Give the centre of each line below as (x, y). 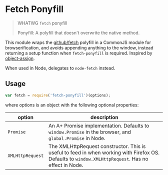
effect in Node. (66, 165)
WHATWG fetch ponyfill (42, 23)
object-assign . (20, 58)
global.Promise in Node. (77, 138)
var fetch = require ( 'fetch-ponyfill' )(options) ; (58, 95)
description (104, 117)
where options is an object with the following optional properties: (72, 105)
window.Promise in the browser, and (89, 132)
